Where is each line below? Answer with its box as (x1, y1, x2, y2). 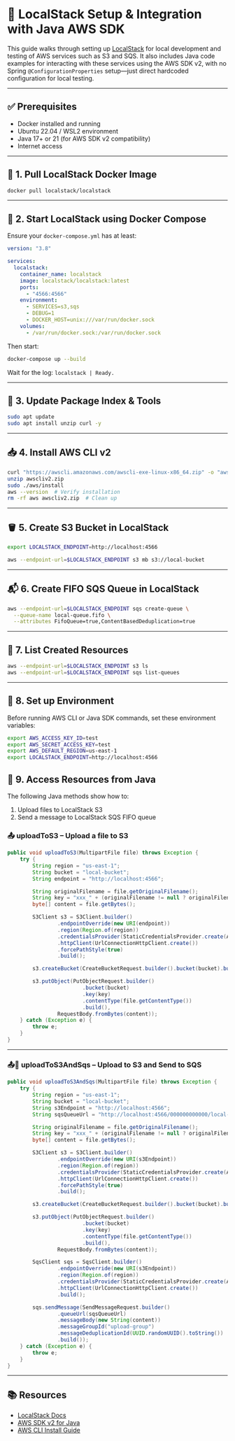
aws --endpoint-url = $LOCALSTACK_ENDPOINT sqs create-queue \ (7, 605, 190, 612)
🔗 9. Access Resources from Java (7, 773, 156, 786)
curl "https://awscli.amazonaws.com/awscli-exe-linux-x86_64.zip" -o (7, 469, 215, 476)
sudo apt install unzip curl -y (7, 420, 101, 427)
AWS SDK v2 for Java (17, 1419, 80, 1427)
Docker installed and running (17, 119, 101, 128)
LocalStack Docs (17, 1411, 66, 1419)
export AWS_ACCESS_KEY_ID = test (7, 734, 99, 741)
